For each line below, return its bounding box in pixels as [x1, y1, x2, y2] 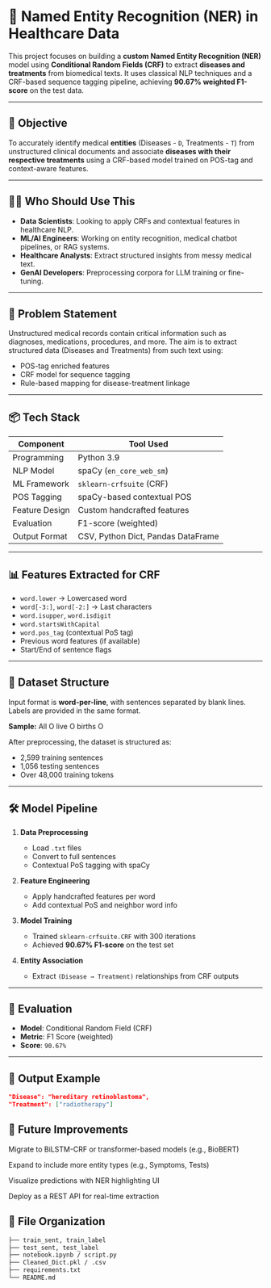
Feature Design [12, 505, 70, 516]
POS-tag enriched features [19, 361, 110, 371]
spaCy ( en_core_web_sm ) [77, 465, 169, 476]
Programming [12, 452, 65, 464]
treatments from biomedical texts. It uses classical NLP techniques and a [8, 68, 252, 78]
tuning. [19, 276, 44, 286]
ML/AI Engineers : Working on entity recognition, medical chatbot [19, 233, 238, 243]
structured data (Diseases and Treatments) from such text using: [8, 346, 223, 355]
